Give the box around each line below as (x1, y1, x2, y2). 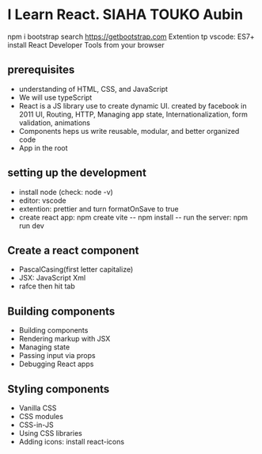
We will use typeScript (18, 93, 93, 102)
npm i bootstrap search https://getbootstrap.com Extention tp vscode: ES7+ (7, 32, 255, 41)
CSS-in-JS (18, 420, 54, 429)
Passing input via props (18, 351, 96, 361)
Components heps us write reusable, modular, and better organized (18, 126, 240, 135)
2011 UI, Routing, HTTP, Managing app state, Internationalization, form (18, 109, 249, 119)
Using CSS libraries (18, 429, 82, 437)
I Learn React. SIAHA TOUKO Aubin (7, 6, 243, 24)
